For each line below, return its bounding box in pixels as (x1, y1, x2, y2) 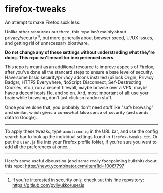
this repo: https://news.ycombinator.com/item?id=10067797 (5, 163, 125, 169)
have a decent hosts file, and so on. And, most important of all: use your (5, 90, 149, 96)
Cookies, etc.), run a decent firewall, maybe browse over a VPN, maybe (5, 84, 148, 90)
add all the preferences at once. (5, 144, 69, 150)
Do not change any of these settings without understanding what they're (5, 49, 155, 55)
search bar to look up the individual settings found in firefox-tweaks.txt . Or (5, 133, 158, 139)
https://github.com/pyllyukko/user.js (12, 182, 85, 188)
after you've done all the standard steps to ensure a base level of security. (5, 69, 153, 75)
